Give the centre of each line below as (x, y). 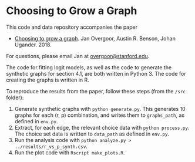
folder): (15, 97)
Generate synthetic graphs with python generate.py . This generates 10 (100, 109)
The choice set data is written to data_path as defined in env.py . (92, 134)
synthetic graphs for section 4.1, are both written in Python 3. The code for (96, 73)
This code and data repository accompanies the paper (72, 27)
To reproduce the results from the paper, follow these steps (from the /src (96, 91)
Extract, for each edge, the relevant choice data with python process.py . (102, 127)
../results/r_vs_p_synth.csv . (51, 146)
